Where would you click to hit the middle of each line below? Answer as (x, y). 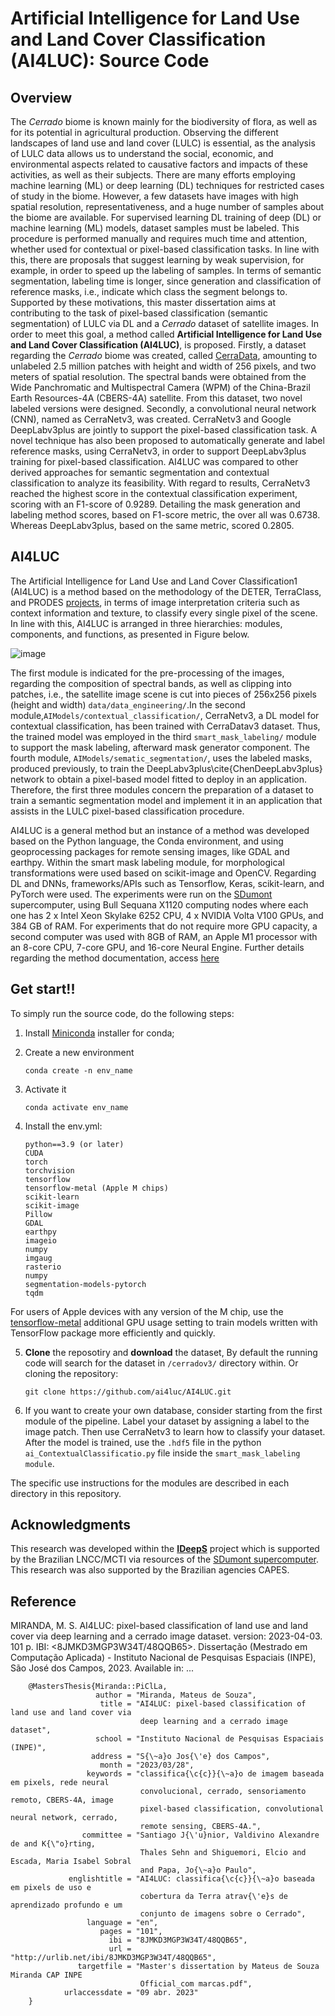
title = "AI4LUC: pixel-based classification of (203, 1704)
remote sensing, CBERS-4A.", (200, 1827)
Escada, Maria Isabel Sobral (71, 1862)
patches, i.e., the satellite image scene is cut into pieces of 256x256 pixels (163, 694)
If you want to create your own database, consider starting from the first (173, 1410)
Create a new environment (79, 1052)
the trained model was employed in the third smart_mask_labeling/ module (163, 736)
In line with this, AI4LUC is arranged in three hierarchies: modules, (146, 623)
